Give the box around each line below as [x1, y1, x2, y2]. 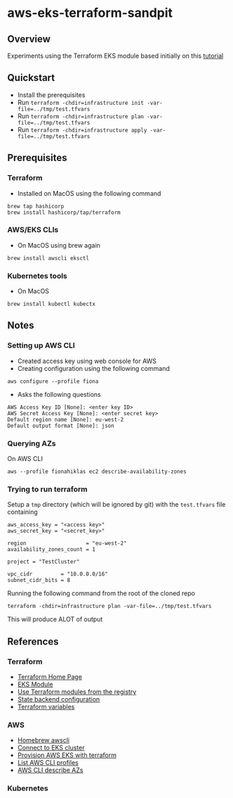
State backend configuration [17, 695, 100, 704]
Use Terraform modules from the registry [17, 688, 137, 696]
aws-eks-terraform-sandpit [7, 5, 173, 21]
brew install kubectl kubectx [7, 300, 96, 308]
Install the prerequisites [17, 90, 86, 99]
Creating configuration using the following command [17, 364, 170, 372]
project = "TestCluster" [7, 558, 80, 566]
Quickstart [7, 72, 55, 84]
